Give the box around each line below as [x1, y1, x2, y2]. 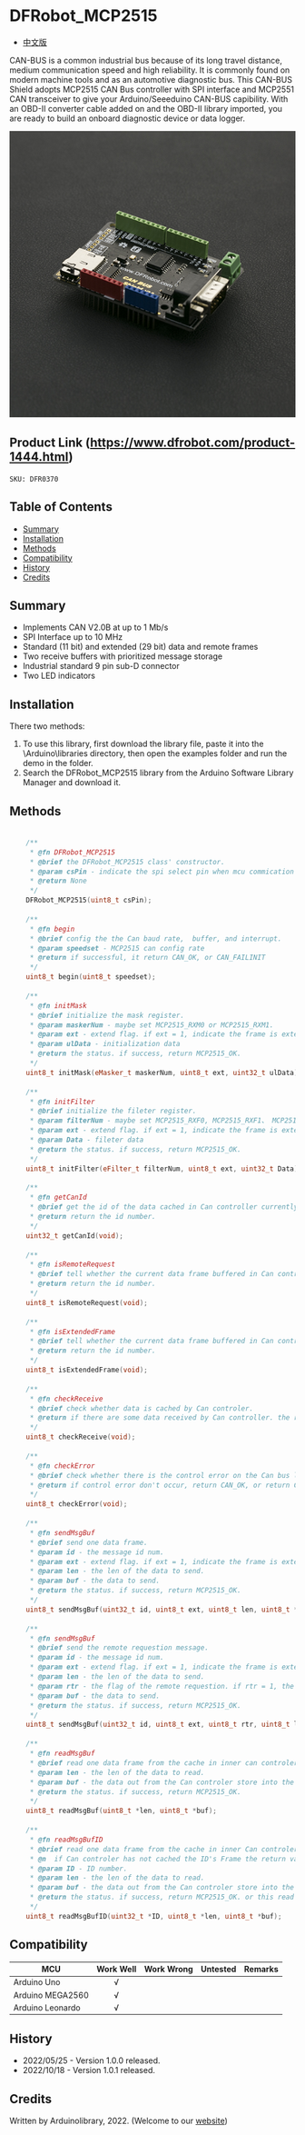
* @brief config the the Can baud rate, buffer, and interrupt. [29, 933, 282, 943]
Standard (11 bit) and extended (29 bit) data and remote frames [22, 642, 259, 653]
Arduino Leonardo [13, 2001, 81, 2013]
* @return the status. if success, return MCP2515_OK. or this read [29, 1892, 295, 1902]
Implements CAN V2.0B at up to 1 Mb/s [22, 622, 169, 633]
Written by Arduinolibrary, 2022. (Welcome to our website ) [9, 2115, 229, 2126]
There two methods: [9, 721, 85, 732]
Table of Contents [9, 499, 113, 514]
